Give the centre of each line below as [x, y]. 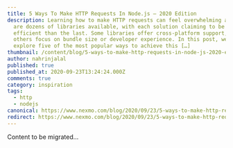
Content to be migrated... [43, 137]
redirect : [21, 117]
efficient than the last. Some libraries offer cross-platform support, [121, 33]
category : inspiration [40, 85]
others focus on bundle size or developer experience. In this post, [116, 40]
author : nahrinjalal [37, 59]
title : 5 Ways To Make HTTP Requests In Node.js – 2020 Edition [102, 14]
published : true [31, 65]
